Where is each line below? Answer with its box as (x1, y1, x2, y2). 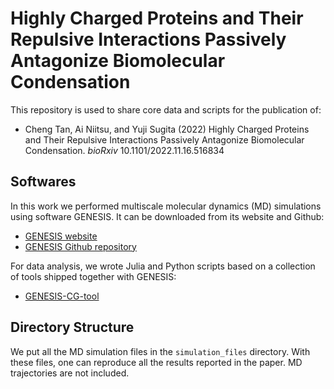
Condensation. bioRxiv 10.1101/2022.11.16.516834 (24, 144, 225, 156)
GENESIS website (24, 230, 98, 242)
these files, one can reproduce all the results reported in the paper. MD (10, 356, 303, 368)
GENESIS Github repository (24, 240, 137, 252)
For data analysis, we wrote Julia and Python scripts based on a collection (10, 260, 316, 272)
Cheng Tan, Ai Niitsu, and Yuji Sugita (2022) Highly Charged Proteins (24, 123, 310, 135)
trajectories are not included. (10, 367, 130, 379)
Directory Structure (10, 319, 135, 336)
